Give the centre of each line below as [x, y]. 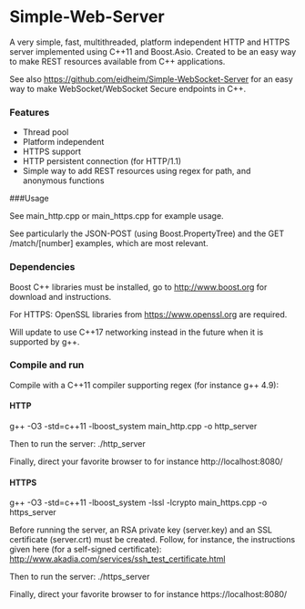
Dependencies [42, 267]
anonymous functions [63, 181]
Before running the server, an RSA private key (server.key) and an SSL [141, 530]
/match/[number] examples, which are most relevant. [109, 243]
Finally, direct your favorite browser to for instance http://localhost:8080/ [147, 461]
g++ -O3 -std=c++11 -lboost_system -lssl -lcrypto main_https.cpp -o [138, 502]
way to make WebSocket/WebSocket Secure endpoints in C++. [128, 88]
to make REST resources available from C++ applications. [117, 61]
